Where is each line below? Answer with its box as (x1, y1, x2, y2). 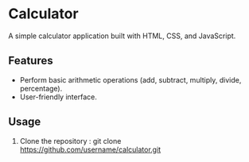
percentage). (19, 83, 63, 93)
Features (8, 54, 53, 67)
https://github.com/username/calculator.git (19, 145, 161, 154)
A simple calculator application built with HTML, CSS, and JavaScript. (8, 31, 236, 40)
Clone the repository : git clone (19, 136, 122, 145)
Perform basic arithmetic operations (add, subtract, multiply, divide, (19, 75, 242, 84)
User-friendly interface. (19, 92, 97, 102)
